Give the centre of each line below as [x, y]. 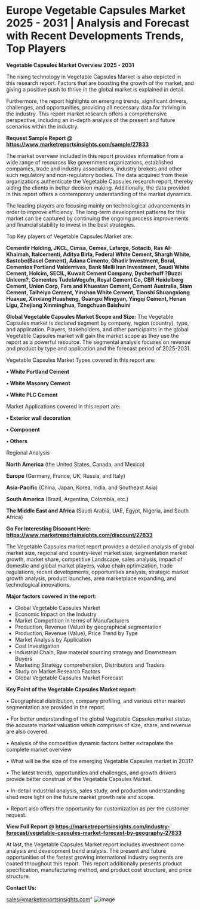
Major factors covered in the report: [51, 596]
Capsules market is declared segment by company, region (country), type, [98, 323]
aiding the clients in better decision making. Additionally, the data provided [98, 187]
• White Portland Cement [38, 371]
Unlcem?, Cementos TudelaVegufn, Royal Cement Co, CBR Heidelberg [95, 279]
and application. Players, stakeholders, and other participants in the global [98, 329]
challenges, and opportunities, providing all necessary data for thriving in [96, 107]
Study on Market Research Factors [57, 671]
